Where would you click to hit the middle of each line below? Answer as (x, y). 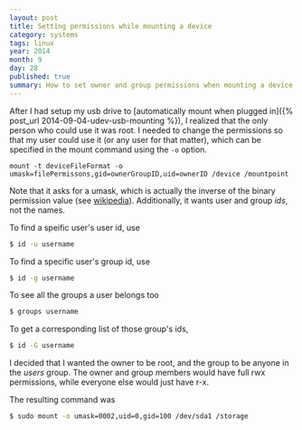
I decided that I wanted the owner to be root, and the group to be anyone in (149, 363)
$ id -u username (42, 244)
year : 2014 (30, 52)
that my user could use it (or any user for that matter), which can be (136, 139)
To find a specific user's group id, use (80, 261)
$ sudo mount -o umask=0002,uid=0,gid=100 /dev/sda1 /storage (129, 416)
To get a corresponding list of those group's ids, (99, 329)
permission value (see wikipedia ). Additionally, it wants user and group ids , (149, 200)
